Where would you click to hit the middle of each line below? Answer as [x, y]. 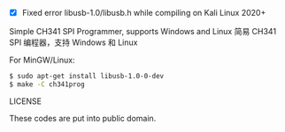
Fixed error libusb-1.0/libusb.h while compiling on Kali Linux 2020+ [144, 13]
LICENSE [26, 101]
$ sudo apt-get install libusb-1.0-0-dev [87, 77]
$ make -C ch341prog [47, 84]
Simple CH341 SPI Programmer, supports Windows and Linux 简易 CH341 [143, 32]
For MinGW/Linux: [42, 60]
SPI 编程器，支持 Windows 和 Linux [73, 42]
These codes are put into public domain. [83, 118]
